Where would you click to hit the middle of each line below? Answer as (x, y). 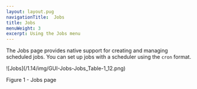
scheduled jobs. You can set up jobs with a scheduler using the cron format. (98, 57)
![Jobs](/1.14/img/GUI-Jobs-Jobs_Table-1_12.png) (66, 68)
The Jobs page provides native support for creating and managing (87, 50)
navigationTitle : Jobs (35, 17)
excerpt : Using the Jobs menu (43, 34)
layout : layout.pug (30, 12)
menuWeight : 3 (24, 28)
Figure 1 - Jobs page (31, 80)
